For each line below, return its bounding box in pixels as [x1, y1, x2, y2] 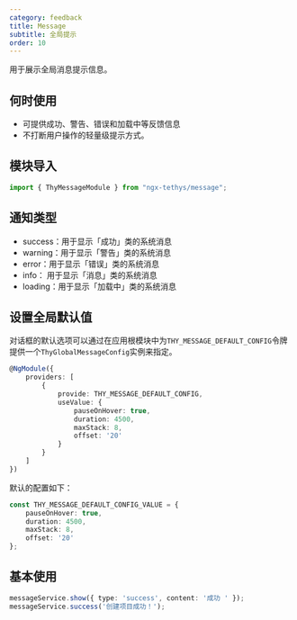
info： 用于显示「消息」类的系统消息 [22, 269, 157, 280]
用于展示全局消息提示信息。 [9, 64, 112, 75]
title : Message [9, 22, 67, 31]
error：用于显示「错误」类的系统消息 [22, 258, 160, 269]
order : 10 [9, 38, 47, 48]
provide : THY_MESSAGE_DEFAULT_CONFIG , [57, 390, 203, 399]
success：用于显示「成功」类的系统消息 [22, 236, 173, 247]
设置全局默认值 [9, 310, 93, 325]
